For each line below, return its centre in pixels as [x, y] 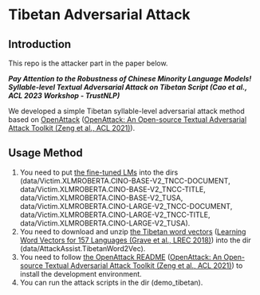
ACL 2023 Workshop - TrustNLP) [64, 96]
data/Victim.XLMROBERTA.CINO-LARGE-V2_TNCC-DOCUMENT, [126, 206]
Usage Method [46, 153]
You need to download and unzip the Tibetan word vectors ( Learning [133, 231]
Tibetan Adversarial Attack [99, 15]
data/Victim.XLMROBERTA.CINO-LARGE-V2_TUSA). [105, 223]
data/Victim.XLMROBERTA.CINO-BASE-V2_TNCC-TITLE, [112, 189]
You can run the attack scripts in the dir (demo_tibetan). [111, 282]
